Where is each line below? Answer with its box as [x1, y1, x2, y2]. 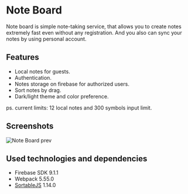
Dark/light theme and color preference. [14, 93, 109, 100]
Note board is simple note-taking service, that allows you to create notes [6, 23, 182, 30]
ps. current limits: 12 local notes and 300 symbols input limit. [6, 104, 152, 111]
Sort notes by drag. [14, 86, 61, 94]
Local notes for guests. [14, 68, 70, 75]
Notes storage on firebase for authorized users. [14, 80, 130, 87]
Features [6, 52, 39, 62]
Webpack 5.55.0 [14, 175, 54, 182]
